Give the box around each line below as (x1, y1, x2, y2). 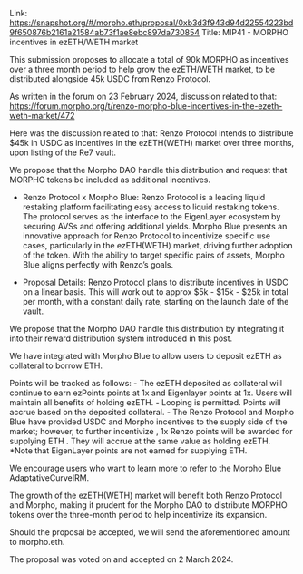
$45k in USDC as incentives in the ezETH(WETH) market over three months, (9, 138, 295, 148)
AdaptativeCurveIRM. (9, 472, 90, 483)
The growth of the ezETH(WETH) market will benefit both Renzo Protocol (9, 490, 283, 501)
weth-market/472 (9, 111, 75, 121)
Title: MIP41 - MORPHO (200, 27, 288, 37)
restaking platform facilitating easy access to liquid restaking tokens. (22, 201, 279, 212)
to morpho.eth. (9, 537, 65, 547)
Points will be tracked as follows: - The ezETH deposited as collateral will (9, 378, 283, 388)
